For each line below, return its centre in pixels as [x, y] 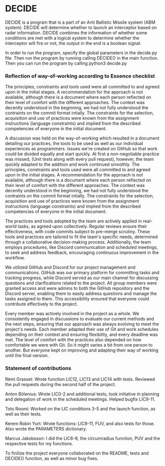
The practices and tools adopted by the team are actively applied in [73, 221]
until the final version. [27, 356]
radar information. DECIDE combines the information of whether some [76, 33]
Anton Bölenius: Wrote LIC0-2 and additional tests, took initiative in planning [82, 394]
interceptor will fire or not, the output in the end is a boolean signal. [73, 43]
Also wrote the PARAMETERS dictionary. [46, 429]
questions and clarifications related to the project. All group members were [81, 283]
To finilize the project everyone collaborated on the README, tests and [77, 453]
